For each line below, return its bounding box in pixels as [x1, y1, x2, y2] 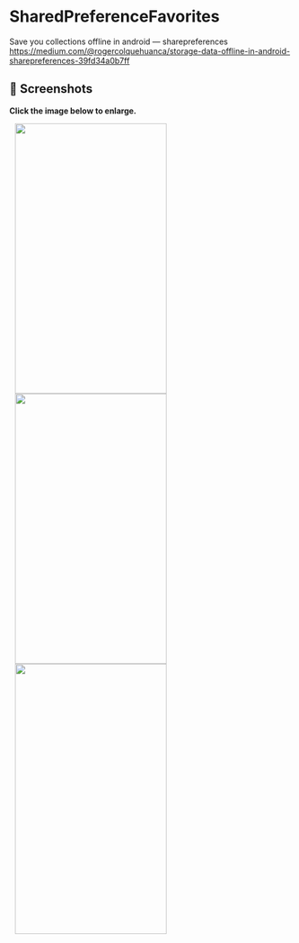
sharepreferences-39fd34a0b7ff [9, 55, 130, 66]
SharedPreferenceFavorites [9, 6, 220, 27]
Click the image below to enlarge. [9, 105, 137, 116]
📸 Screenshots [9, 81, 93, 96]
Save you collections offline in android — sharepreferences [9, 36, 229, 47]
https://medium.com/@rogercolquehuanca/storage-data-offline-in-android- [9, 45, 290, 56]
